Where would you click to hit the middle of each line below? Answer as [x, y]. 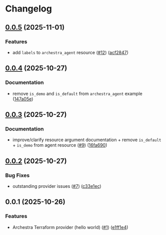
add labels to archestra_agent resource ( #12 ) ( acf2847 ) [70, 52]
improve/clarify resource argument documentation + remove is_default [87, 140]
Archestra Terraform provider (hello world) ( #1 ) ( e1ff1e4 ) [70, 227]
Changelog [29, 9]
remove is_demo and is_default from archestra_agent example [77, 93]
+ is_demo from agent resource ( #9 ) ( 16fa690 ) [60, 145]
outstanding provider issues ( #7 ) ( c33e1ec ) [57, 186]
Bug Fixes [18, 175]
